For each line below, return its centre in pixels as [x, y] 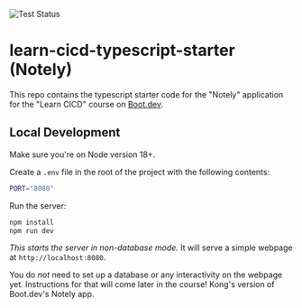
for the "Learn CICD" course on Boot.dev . [87, 104]
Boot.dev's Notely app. [52, 294]
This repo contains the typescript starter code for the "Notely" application [146, 94]
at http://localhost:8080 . [58, 257]
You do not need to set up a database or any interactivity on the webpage [146, 275]
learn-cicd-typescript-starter [123, 51]
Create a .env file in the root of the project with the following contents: [140, 172]
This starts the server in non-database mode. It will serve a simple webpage [151, 247]
